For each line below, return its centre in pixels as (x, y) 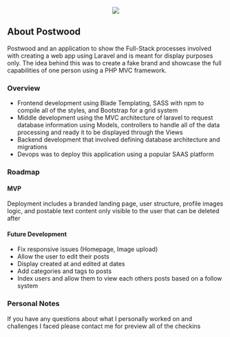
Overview (24, 88)
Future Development (37, 234)
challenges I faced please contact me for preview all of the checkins (104, 326)
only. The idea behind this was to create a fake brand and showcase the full (114, 63)
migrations (32, 147)
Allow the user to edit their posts (63, 257)
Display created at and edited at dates (71, 264)
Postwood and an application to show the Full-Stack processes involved (109, 48)
